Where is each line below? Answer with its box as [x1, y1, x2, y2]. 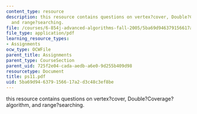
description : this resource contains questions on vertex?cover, [6, 14, 169, 20]
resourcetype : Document [6, 68, 64, 74]
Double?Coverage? [127, 95, 174, 102]
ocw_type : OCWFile [6, 47, 51, 53]
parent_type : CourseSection [6, 57, 75, 63]
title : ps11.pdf [6, 74, 46, 80]
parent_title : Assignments [6, 52, 72, 58]
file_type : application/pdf [6, 30, 75, 36]
